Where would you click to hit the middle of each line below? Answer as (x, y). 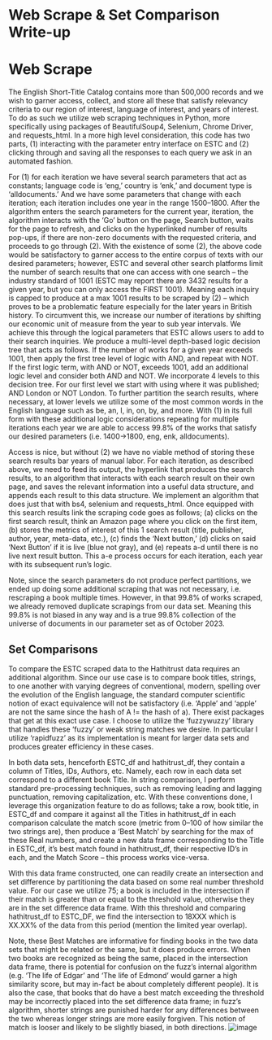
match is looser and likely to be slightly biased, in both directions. (118, 1027)
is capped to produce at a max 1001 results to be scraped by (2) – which (129, 298)
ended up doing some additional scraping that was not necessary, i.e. (125, 589)
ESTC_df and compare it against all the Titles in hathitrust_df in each (123, 814)
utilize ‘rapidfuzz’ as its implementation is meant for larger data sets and (129, 737)
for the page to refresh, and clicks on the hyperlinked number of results (128, 229)
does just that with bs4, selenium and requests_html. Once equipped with (131, 504)
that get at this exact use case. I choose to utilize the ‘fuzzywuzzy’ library (131, 720)
